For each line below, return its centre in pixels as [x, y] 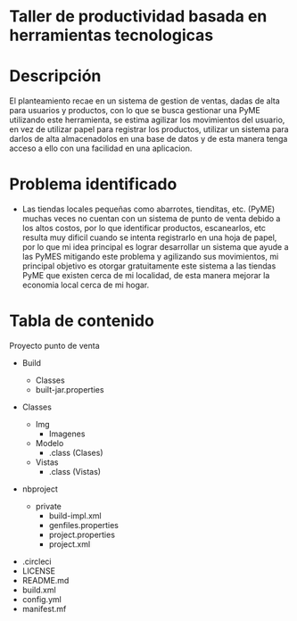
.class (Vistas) [74, 472]
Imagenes [67, 434]
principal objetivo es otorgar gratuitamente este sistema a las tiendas [149, 266]
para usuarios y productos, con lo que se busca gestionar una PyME [135, 111]
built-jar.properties [70, 389]
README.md [45, 580]
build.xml [39, 590]
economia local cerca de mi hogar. [86, 285]
